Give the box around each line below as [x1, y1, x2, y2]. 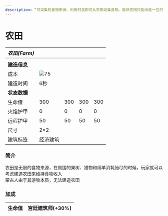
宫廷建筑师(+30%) [27, 205, 71, 212]
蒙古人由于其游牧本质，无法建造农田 [5, 177, 80, 183]
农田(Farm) [7, 49, 34, 56]
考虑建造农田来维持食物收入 [5, 171, 62, 177]
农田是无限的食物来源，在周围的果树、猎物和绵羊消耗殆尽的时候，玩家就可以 [5, 164, 163, 170]
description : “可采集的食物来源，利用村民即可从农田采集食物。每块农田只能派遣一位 [5, 7, 159, 12]
